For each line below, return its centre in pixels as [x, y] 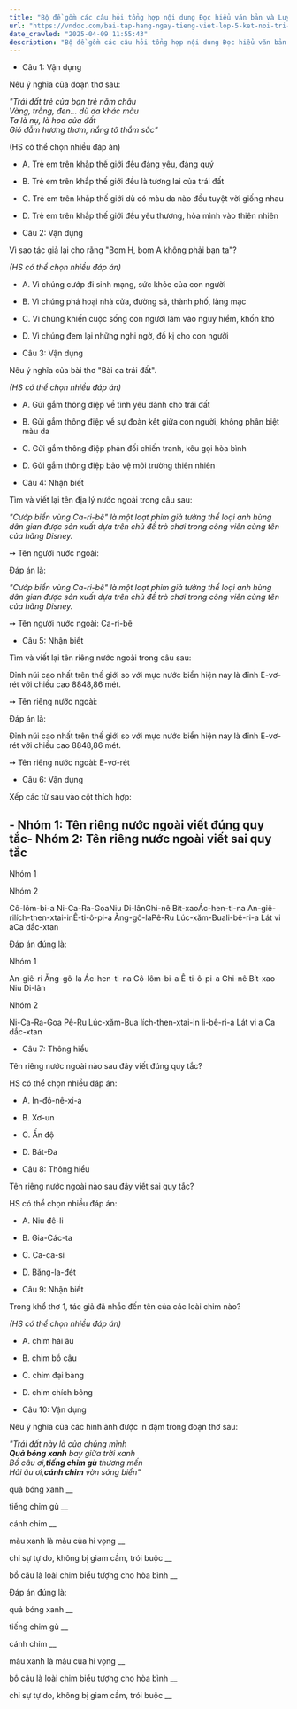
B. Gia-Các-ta [47, 1238]
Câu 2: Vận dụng [53, 233]
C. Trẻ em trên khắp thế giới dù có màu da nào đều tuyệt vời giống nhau [153, 199]
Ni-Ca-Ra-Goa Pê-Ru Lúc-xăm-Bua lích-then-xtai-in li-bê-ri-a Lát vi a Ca [142, 1022]
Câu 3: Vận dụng [53, 353]
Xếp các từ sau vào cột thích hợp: [71, 797]
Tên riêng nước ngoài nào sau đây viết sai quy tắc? [102, 1186]
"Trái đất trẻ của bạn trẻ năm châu [73, 102]
